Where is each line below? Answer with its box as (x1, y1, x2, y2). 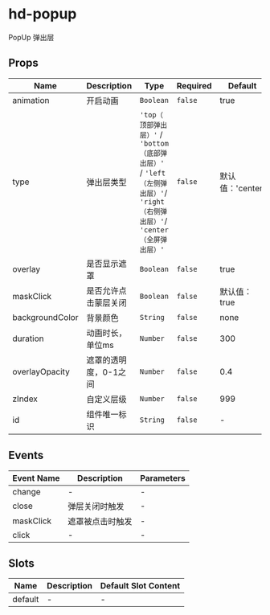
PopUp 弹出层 (8, 32, 55, 42)
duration (12, 333, 44, 344)
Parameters (140, 472, 186, 483)
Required (176, 80, 212, 91)
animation (12, 94, 50, 105)
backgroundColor (12, 311, 79, 322)
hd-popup (8, 5, 77, 23)
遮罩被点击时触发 (67, 515, 133, 527)
